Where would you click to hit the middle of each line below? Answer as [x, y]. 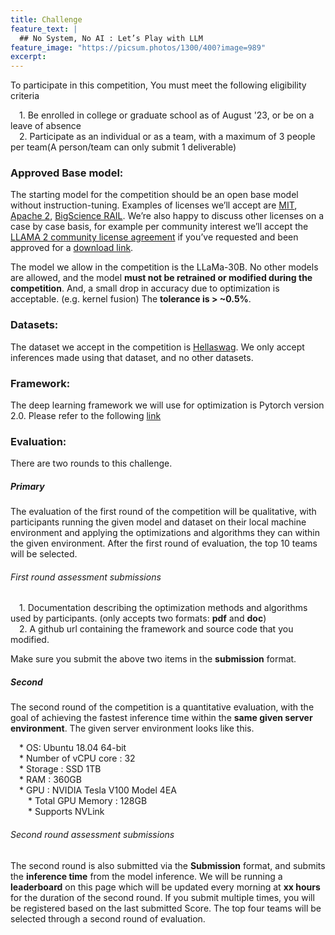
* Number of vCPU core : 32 [77, 758]
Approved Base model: [67, 173]
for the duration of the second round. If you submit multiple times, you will [162, 897]
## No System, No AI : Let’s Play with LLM [111, 38]
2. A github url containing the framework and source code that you [156, 629]
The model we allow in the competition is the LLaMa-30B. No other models [164, 267]
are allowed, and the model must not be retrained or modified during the [161, 278]
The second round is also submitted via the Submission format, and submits [168, 865]
